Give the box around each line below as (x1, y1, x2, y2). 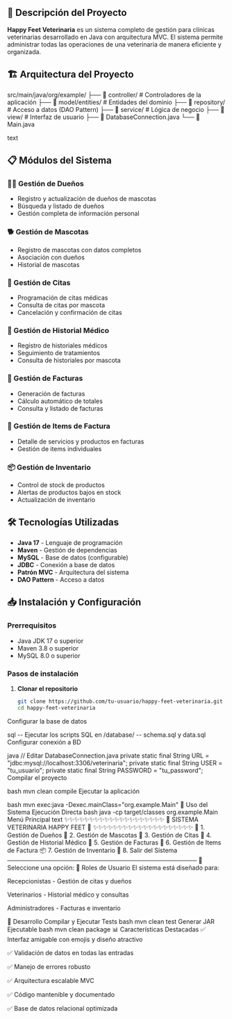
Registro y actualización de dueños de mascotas (17, 195, 156, 203)
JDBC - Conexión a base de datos (17, 560, 115, 569)
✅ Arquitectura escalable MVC (7, 976, 95, 984)
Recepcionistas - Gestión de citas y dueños (7, 877, 132, 885)
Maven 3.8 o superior (17, 644, 78, 652)
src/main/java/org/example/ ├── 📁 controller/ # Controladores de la (7, 90, 201, 99)
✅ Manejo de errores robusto (7, 962, 91, 970)
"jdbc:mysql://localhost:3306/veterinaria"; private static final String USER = (7, 758, 223, 767)
